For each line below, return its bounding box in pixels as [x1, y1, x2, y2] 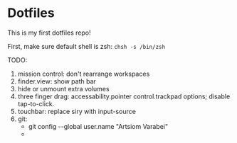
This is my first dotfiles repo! [7, 28, 91, 37]
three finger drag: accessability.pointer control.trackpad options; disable [17, 92, 231, 101]
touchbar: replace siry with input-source [17, 107, 137, 115]
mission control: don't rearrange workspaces [17, 69, 150, 78]
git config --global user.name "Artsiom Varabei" [28, 122, 169, 130]
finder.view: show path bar [17, 76, 96, 86]
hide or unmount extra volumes [17, 84, 110, 93]
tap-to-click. [17, 99, 55, 108]
